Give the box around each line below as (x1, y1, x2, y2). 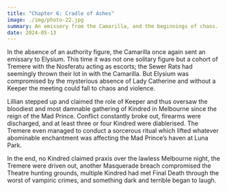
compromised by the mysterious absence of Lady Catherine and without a (7, 77, 216, 86)
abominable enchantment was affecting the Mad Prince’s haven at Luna (7, 134, 209, 142)
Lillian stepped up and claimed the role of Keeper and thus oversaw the (7, 97, 208, 106)
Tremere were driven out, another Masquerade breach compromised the (7, 162, 211, 170)
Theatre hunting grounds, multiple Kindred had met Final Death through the (7, 169, 219, 177)
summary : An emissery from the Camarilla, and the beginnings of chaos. (7, 23, 219, 29)
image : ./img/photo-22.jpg (7, 16, 84, 23)
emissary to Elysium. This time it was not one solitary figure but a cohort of (7, 55, 219, 64)
